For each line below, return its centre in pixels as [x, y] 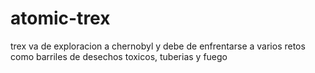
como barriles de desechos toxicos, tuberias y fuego [119, 56]
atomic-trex [60, 18]
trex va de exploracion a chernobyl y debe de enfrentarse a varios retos [158, 46]
